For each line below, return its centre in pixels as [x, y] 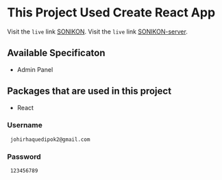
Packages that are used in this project [89, 91]
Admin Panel [35, 69]
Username [25, 125]
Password [24, 157]
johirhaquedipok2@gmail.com [50, 139]
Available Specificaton [56, 53]
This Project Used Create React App [111, 13]
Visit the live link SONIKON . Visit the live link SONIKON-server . [98, 31]
